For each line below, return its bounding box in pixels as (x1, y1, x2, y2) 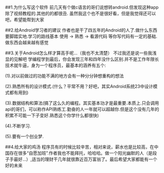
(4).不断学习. (5, 123, 31, 129)
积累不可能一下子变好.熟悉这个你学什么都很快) (5, 113, 99, 118)
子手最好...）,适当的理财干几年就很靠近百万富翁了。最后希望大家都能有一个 (5, 156, 158, 162)
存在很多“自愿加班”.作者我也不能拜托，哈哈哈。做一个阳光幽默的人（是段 (9, 150, 157, 156)
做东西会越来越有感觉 (5, 40, 48, 45)
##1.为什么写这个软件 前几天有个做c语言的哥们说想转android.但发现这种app (5, 4, 159, 10)
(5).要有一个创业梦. (5, 133, 44, 139)
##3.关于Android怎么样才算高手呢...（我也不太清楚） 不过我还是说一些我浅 (5, 50, 157, 56)
